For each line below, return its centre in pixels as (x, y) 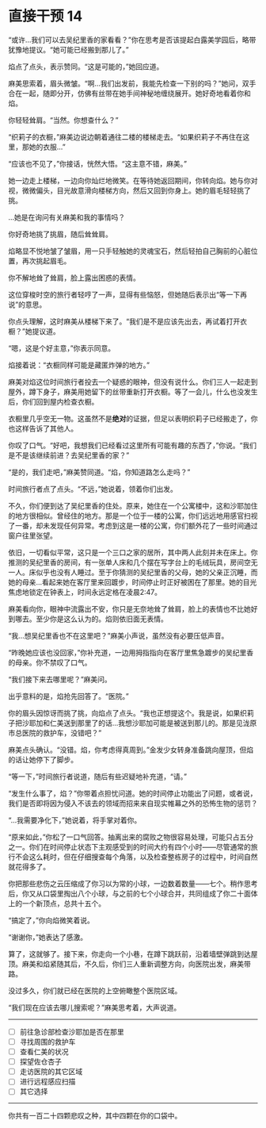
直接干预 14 (46, 16)
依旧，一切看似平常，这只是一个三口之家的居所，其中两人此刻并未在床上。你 (133, 552)
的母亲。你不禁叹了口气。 (50, 662)
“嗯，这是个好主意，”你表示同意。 (62, 348)
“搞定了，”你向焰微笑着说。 (51, 920)
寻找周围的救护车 (47, 1042)
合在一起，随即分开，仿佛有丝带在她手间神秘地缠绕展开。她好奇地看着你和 (129, 93)
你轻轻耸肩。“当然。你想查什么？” (63, 120)
